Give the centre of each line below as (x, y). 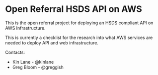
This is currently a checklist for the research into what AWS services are (79, 37)
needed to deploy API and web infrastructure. (52, 42)
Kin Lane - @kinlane (33, 62)
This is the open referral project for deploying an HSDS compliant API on (79, 23)
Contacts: (15, 52)
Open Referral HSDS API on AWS (74, 9)
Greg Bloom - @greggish (38, 67)
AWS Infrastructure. (25, 28)
